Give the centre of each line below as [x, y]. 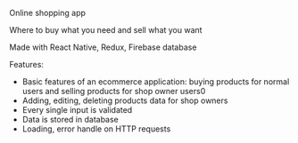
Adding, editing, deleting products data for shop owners [125, 100]
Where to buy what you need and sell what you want [106, 30]
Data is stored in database [70, 119]
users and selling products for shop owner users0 [114, 91]
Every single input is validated [77, 110]
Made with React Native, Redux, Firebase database [103, 47]
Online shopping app [48, 13]
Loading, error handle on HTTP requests [96, 129]
